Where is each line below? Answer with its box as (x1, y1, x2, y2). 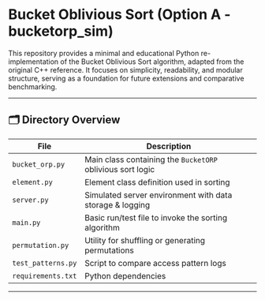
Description (146, 141, 192, 152)
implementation (8, 57, 59, 66)
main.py (12, 218, 41, 227)
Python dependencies (84, 270, 166, 281)
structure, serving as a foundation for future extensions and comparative (8, 73, 244, 83)
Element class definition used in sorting (84, 176, 230, 187)
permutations (84, 245, 134, 256)
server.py (12, 195, 49, 204)
